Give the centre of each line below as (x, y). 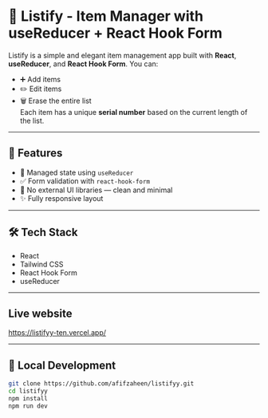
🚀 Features (35, 154)
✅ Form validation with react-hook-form (85, 181)
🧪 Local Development (62, 365)
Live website (41, 313)
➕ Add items (40, 79)
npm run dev (28, 406)
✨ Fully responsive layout (61, 198)
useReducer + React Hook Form (116, 33)
